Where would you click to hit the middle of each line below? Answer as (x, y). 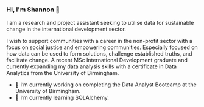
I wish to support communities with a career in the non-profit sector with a (100, 41)
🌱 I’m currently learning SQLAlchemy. (62, 98)
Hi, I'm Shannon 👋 (33, 10)
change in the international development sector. (66, 29)
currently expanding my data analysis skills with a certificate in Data (92, 66)
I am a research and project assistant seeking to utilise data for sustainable (100, 23)
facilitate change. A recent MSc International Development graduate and (97, 60)
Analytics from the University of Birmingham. (63, 73)
